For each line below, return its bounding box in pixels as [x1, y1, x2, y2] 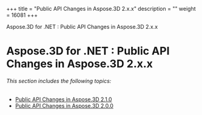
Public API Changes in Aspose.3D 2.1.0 [15, 96, 112, 103]
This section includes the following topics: [6, 77, 112, 84]
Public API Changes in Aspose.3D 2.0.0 [15, 102, 114, 110]
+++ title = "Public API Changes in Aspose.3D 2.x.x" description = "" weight [6, 5, 196, 12]
